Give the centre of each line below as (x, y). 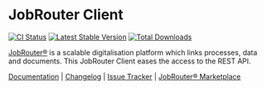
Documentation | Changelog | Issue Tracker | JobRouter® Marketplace (124, 76)
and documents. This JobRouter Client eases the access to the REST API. (130, 61)
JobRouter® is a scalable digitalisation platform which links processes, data (133, 52)
